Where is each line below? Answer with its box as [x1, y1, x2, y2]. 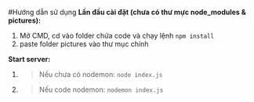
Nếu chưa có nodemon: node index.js [38, 70, 163, 78]
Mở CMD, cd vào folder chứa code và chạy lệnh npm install [19, 31, 215, 40]
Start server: [8, 55, 51, 64]
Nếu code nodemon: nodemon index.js [38, 85, 164, 94]
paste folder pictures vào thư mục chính [19, 39, 149, 49]
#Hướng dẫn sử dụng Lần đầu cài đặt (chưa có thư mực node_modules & [8, 8, 247, 16]
